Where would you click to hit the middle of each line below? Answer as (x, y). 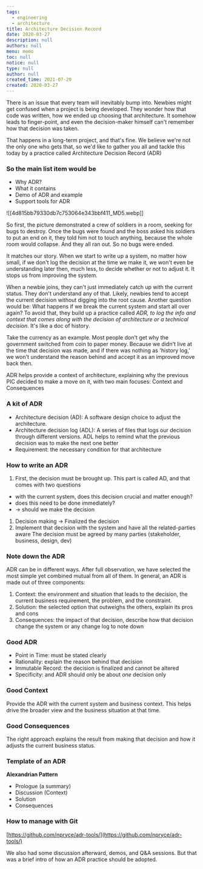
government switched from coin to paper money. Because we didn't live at (99, 344)
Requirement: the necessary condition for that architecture (88, 449)
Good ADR (22, 642)
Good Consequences (38, 726)
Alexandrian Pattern (32, 774)
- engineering (29, 18)
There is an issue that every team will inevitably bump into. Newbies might (99, 103)
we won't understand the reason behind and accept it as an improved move (101, 357)
